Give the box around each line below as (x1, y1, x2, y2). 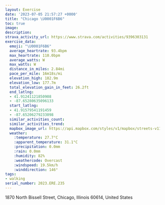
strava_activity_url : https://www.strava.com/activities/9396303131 (5, 35, 148, 40)
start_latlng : (9, 103, 38, 108)
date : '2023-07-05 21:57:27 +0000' (5, 12, 78, 17)
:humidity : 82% (14, 153, 45, 158)
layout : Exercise (5, 7, 41, 12)
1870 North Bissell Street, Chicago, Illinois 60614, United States (5, 194, 133, 200)
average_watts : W (9, 58, 45, 62)
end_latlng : (9, 89, 34, 94)
